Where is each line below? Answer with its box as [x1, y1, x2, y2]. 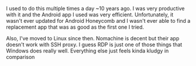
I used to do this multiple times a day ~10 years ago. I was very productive [6, 5, 185, 12]
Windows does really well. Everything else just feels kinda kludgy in [6, 47, 169, 54]
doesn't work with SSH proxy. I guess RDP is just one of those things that [6, 41, 183, 48]
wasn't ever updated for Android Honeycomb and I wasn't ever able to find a [6, 18, 191, 24]
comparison [6, 54, 35, 60]
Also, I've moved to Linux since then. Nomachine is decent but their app [6, 35, 180, 41]
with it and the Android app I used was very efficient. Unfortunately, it [6, 11, 174, 18]
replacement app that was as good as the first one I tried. [6, 23, 145, 30]
